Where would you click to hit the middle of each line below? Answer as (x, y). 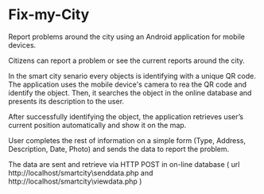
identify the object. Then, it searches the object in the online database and (130, 92)
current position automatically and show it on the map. (97, 125)
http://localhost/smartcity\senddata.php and (81, 173)
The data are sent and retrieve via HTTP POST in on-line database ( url (124, 164)
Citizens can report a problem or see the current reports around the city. (126, 60)
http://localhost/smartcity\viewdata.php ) (75, 181)
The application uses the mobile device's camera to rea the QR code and (127, 84)
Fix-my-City (49, 15)
